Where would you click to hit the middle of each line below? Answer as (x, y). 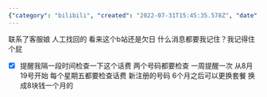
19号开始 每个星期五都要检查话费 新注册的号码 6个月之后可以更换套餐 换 (137, 75)
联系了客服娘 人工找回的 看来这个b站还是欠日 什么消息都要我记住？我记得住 (132, 39)
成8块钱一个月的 (46, 85)
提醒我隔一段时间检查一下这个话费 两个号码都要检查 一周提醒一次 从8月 (136, 65)
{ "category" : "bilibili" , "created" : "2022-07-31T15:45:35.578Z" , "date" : (135, 15)
